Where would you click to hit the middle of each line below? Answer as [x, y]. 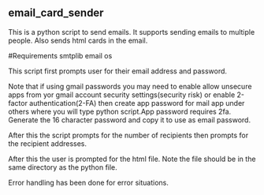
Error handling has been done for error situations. [89, 182]
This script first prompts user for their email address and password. [117, 71]
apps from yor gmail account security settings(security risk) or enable [122, 95]
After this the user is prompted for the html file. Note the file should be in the [132, 159]
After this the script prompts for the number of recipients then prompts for [128, 135]
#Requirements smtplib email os [60, 55]
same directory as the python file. [63, 167]
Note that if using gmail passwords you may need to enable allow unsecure [130, 86]
